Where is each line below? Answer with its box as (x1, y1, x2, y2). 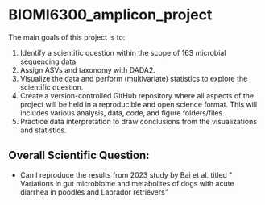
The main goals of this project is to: (8, 32, 126, 42)
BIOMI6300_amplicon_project (8, 6, 213, 24)
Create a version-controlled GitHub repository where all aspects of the (19, 90, 255, 100)
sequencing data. (19, 56, 78, 66)
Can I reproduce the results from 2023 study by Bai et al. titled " (19, 169, 233, 179)
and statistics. (19, 125, 67, 135)
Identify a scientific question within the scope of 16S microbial (19, 48, 226, 57)
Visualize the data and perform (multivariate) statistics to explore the (19, 73, 248, 83)
